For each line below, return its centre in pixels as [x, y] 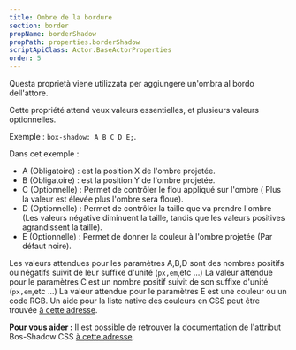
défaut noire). [47, 246]
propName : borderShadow [53, 34]
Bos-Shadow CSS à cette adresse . [72, 336]
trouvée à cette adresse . [53, 310]
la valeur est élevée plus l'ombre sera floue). [102, 199]
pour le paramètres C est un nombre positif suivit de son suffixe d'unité [139, 282]
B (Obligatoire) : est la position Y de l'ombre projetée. [118, 180]
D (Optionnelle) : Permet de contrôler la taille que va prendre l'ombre [147, 208]
